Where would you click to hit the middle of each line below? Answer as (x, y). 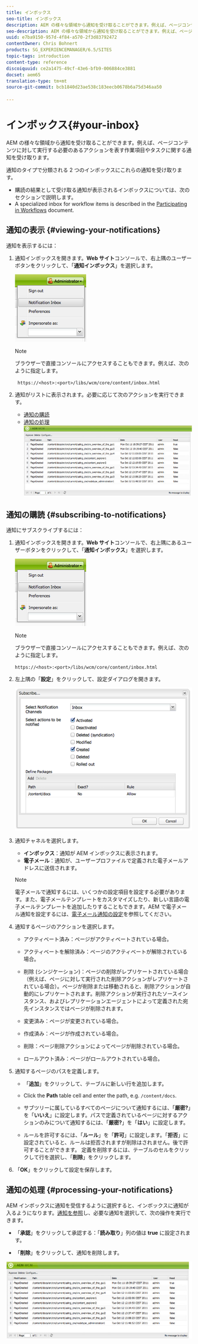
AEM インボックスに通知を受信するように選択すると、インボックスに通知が (98, 1205)
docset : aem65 (24, 75)
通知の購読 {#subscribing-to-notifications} (86, 514)
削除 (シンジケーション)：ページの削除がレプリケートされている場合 (106, 972)
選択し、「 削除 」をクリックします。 (92, 1157)
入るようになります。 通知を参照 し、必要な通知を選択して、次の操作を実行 (96, 1212)
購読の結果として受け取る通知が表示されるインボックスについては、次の (102, 189)
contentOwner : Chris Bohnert (42, 44)
